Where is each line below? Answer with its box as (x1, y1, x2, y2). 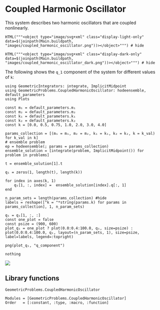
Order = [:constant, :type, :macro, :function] (5, 300, 109, 305)
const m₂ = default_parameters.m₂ (5, 109, 76, 114)
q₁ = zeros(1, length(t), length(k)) (5, 170, 83, 175)
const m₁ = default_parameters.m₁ (5, 105, 76, 110)
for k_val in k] (5, 135, 38, 140)
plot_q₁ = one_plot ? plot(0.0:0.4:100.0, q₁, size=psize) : (5, 225, 133, 231)
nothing (5, 251, 21, 256)
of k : (5, 74, 14, 80)
